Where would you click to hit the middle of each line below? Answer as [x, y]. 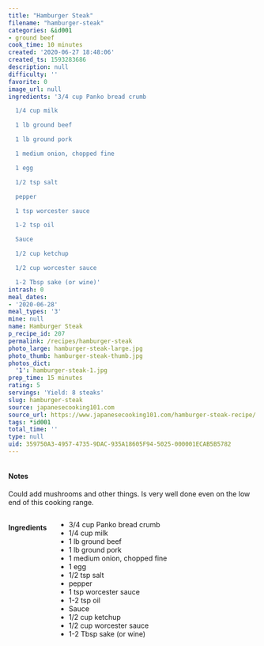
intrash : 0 [26, 290]
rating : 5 [25, 386]
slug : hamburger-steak [45, 400]
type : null [26, 437]
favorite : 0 [28, 82]
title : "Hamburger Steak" [51, 15]
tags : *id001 [30, 422]
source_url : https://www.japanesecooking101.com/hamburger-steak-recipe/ [132, 415]
